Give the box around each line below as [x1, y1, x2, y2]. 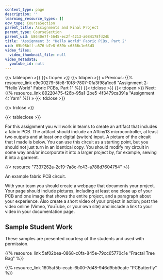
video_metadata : [5, 57, 38, 62]
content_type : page [5, 7, 45, 12]
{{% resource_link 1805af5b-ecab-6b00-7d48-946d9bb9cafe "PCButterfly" [5, 264, 157, 270]
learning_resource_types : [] [5, 16, 64, 21]
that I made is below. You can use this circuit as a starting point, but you [5, 139, 149, 145]
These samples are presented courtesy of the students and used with [5, 235, 144, 241]
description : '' [5, 12, 38, 17]
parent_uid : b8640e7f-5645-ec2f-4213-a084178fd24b [5, 35, 110, 39]
